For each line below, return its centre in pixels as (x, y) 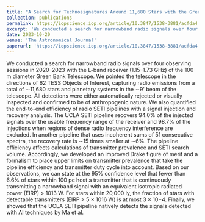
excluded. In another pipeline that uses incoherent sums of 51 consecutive (100, 134)
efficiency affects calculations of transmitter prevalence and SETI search (98, 148)
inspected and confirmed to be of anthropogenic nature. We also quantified (101, 102)
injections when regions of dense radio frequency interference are (90, 128)
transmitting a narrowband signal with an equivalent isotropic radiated (94, 186)
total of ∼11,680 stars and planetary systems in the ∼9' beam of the (92, 89)
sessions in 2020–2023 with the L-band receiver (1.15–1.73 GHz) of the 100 (100, 70)
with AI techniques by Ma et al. (45, 212)
